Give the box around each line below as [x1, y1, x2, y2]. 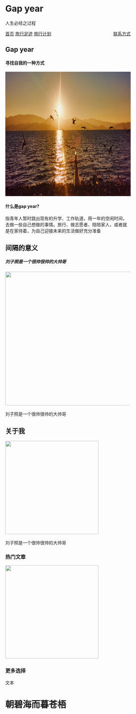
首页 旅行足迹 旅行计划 [5, 30, 52, 36]
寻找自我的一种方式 [5, 60, 45, 66]
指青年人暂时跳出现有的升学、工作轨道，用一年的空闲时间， [5, 215, 127, 221]
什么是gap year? [5, 204, 40, 209]
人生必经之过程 [5, 20, 36, 26]
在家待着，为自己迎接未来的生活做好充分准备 [9, 227, 101, 234]
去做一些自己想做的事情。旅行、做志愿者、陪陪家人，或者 [5, 221, 123, 227]
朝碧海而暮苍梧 [5, 699, 67, 710]
